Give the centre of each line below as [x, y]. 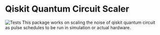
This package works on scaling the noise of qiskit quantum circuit [89, 22]
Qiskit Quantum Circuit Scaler [67, 9]
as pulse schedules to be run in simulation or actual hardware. [68, 27]
